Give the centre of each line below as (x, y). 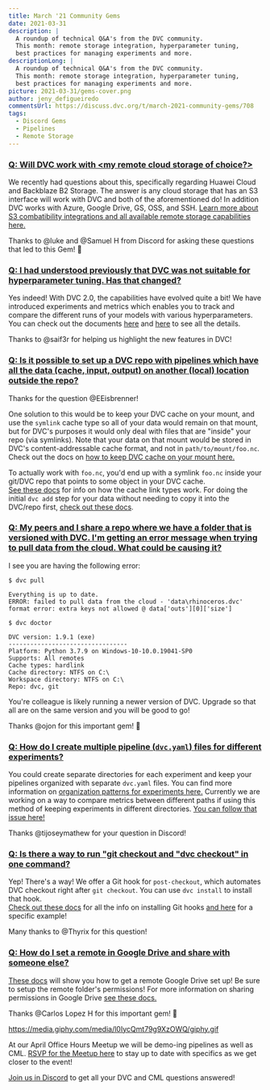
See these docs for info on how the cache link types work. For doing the (128, 489)
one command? (39, 864)
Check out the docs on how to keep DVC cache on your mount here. (122, 457)
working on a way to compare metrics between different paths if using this (132, 801)
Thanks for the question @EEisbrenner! (73, 398)
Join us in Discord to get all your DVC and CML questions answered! (122, 1077)
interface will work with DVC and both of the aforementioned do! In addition (134, 199)
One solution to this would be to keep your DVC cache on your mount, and (132, 414)
